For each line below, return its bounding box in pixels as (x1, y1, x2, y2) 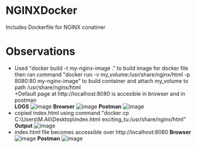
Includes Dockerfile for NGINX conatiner (5, 23, 106, 31)
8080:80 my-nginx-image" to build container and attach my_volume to (14, 77, 189, 84)
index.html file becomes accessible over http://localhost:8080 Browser (14, 128, 192, 135)
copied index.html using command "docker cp (14, 109, 130, 116)
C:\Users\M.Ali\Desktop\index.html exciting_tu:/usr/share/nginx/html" (14, 116, 186, 123)
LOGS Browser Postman (14, 103, 122, 110)
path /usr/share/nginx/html (14, 84, 81, 91)
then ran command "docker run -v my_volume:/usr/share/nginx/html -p (14, 70, 190, 78)
